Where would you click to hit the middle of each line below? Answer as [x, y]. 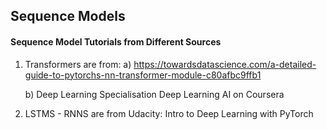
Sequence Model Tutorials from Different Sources [116, 41]
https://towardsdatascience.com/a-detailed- [225, 64]
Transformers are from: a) [78, 64]
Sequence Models [68, 16]
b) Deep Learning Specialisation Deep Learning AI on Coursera [154, 94]
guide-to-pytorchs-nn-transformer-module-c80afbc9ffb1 [143, 75]
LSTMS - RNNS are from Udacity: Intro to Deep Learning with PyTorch [169, 113]
